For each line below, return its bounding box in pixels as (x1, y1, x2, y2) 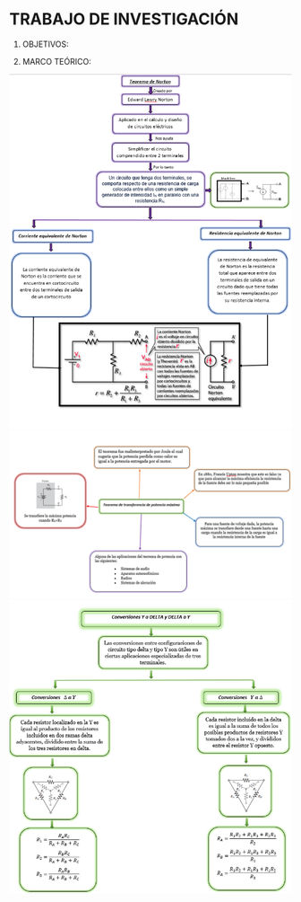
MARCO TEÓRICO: (21, 56, 91, 66)
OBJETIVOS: (21, 39, 69, 49)
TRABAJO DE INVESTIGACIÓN (9, 9, 239, 30)
